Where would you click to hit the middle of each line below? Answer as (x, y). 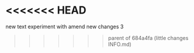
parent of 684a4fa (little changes (148, 38)
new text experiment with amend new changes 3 (65, 26)
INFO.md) (120, 44)
